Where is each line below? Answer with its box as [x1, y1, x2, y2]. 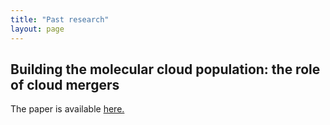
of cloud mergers [10, 76, 120, 93]
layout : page [10, 24, 65, 34]
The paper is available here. [10, 103, 125, 115]
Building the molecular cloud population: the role [10, 61, 321, 78]
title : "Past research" [10, 14, 110, 25]
